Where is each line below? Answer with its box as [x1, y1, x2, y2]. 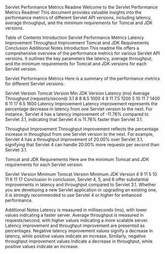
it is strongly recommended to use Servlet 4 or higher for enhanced [5, 192, 142, 198]
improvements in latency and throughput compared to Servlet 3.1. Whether [5, 182, 157, 188]
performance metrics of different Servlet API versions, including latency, [5, 15, 152, 20]
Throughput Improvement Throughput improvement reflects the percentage [5, 126, 159, 132]
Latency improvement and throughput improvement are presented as [5, 222, 145, 228]
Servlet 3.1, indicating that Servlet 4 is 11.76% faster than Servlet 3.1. [5, 117, 143, 122]
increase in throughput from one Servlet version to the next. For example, [5, 131, 154, 137]
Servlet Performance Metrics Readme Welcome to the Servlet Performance [5, 4, 158, 10]
